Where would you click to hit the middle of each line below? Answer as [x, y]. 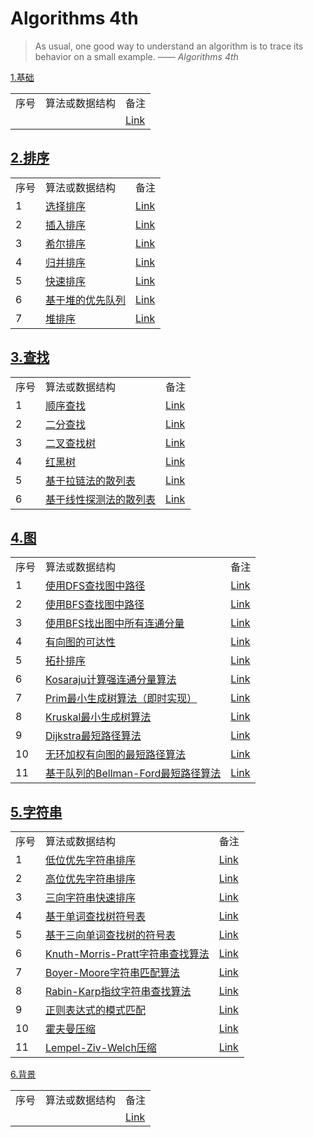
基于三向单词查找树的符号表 [111, 935]
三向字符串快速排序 [91, 898]
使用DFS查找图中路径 [95, 586]
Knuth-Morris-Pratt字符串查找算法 [127, 954]
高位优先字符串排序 [91, 879]
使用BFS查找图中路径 [95, 605]
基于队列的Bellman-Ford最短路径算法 [133, 774]
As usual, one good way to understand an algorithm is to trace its [169, 46]
